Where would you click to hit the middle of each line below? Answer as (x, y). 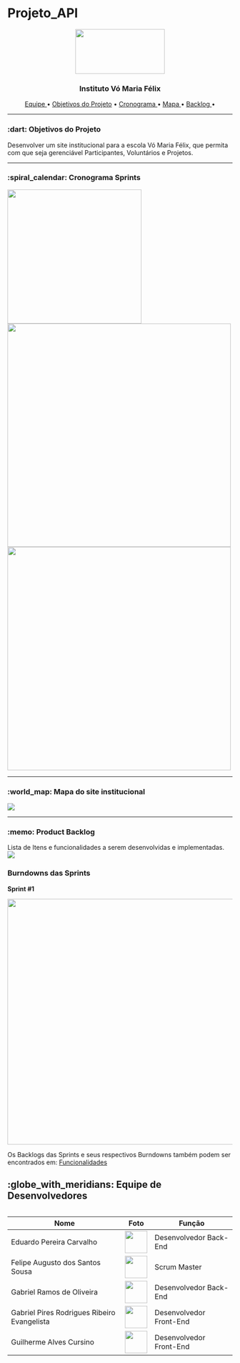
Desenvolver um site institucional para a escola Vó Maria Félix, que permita (118, 145)
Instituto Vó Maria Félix (120, 89)
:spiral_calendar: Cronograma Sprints (74, 178)
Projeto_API (43, 13)
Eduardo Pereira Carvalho (54, 1241)
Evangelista (30, 1322)
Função (191, 1223)
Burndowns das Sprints (49, 873)
